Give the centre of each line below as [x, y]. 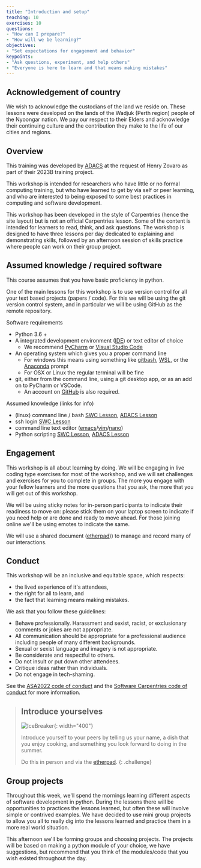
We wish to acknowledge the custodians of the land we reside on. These [96, 107]
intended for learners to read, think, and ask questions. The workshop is [95, 227]
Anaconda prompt [46, 366]
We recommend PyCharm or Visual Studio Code [83, 347]
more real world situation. [38, 828]
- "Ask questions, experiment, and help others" [68, 62]
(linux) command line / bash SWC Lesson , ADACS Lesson [86, 415]
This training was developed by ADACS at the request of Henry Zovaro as [97, 166]
